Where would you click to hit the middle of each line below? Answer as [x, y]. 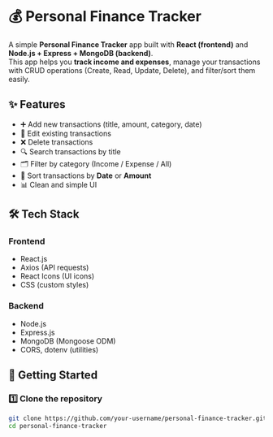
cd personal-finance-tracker [58, 426]
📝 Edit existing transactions [66, 133]
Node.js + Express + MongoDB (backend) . [81, 53]
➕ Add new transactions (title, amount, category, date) [111, 124]
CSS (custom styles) [54, 285]
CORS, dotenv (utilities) [59, 349]
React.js [34, 259]
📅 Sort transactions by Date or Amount [86, 175]
